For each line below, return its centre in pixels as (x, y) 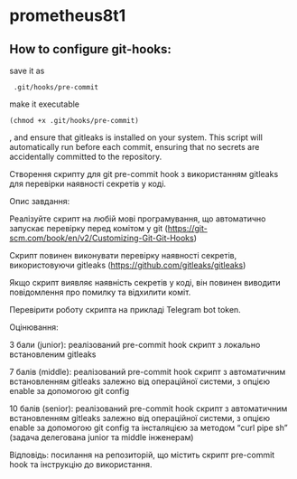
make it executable (44, 104)
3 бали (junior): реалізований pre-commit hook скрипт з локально (135, 345)
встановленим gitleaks (53, 354)
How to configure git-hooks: (90, 49)
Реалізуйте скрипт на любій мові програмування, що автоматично (138, 219)
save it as (27, 70)
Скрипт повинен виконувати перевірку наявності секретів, (123, 255)
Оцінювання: (34, 327)
